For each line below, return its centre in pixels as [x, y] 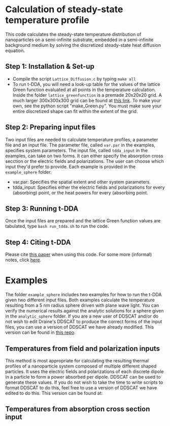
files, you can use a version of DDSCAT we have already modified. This [79, 327]
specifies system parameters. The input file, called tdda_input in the [77, 150]
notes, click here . [23, 260]
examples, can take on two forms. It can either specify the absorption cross [84, 156]
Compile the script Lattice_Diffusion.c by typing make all [74, 79]
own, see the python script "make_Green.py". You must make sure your [87, 106]
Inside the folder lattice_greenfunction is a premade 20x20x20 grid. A [87, 95]
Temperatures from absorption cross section [78, 409]
